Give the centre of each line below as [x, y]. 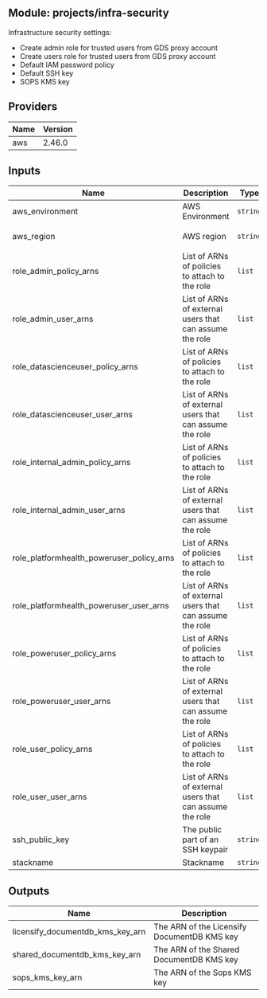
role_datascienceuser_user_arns [72, 415]
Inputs [25, 171]
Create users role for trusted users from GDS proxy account [118, 56]
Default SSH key [46, 73]
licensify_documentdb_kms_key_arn [79, 932]
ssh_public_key [41, 839]
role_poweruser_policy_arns [64, 654]
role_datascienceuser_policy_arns [75, 367]
